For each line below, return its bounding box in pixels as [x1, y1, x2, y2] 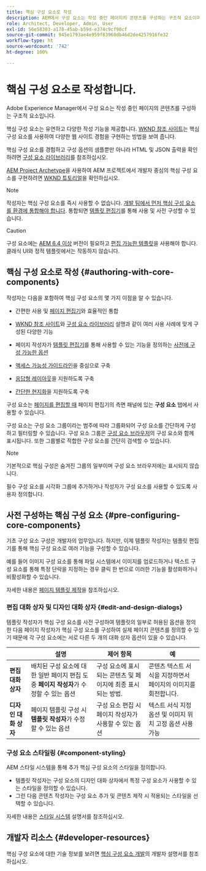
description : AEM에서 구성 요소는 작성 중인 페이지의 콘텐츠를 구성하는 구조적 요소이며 [6, 15, 201, 21]
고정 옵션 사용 [155, 719, 193, 728]
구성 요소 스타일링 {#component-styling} [6, 748, 126, 757]
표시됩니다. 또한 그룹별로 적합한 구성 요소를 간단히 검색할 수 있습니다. [6, 437, 172, 444]
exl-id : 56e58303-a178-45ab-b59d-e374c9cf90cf [6, 26, 128, 33]
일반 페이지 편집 [37, 671, 82, 679]
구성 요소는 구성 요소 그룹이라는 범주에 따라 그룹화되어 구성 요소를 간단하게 [6, 422, 185, 429]
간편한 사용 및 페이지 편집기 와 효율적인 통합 [15, 307, 119, 314]
